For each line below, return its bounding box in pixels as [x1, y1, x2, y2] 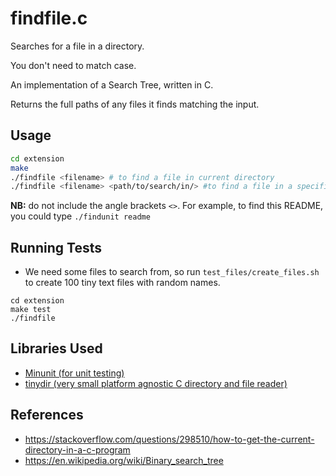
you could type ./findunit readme [10, 210, 151, 222]
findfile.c [10, 7, 88, 30]
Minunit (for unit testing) [24, 367, 125, 379]
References [10, 407, 84, 424]
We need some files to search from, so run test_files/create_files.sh [24, 266, 320, 278]
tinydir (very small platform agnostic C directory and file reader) [24, 377, 288, 389]
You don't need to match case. [10, 59, 137, 71]
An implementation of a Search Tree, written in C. [10, 78, 214, 91]
